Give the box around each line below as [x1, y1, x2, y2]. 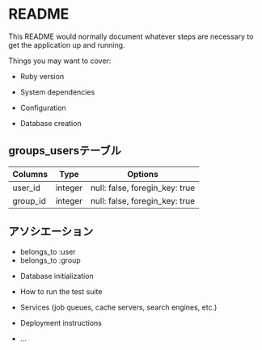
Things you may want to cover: [8, 56, 112, 65]
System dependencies [19, 86, 95, 97]
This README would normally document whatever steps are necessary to [8, 32, 254, 41]
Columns [12, 168, 49, 179]
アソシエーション [8, 225, 94, 238]
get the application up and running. [8, 40, 125, 49]
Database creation [19, 118, 82, 128]
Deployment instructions [19, 318, 103, 327]
